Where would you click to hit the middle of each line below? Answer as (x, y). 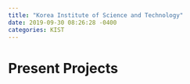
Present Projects (63, 68)
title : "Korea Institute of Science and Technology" (96, 15)
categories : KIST (36, 30)
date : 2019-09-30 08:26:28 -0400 (63, 23)
